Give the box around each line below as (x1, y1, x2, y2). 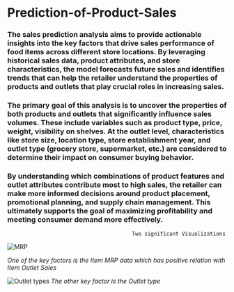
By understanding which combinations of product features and (7, 171, 225, 181)
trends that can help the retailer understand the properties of (7, 73, 218, 83)
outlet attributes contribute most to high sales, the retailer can (7, 179, 222, 189)
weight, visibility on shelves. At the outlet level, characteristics (7, 127, 224, 136)
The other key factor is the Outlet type (51, 277, 161, 286)
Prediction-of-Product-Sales (7, 5, 177, 21)
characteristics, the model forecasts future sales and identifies (7, 65, 225, 74)
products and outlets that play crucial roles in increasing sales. (7, 82, 224, 92)
